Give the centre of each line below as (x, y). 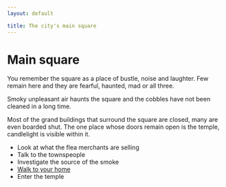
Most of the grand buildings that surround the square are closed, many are (113, 120)
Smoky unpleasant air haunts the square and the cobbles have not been (109, 99)
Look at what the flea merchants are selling (78, 147)
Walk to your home (44, 169)
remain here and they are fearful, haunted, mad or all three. (91, 86)
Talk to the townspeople (51, 155)
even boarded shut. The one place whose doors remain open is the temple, (113, 127)
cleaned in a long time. (39, 106)
